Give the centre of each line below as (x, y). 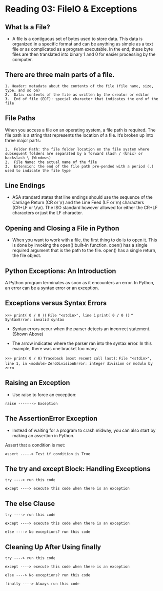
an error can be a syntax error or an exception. (52, 288)
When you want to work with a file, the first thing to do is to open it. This (84, 240)
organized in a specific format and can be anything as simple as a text (82, 44)
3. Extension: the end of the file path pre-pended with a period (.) (79, 166)
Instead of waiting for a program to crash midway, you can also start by (84, 430)
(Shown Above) (28, 334)
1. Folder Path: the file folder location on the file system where (77, 149)
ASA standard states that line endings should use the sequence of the (82, 197)
